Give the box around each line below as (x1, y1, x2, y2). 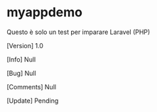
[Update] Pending (6, 96, 59, 105)
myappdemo (6, 4, 83, 21)
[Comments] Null (6, 82, 57, 91)
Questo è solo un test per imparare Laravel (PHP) (6, 28, 151, 36)
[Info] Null (6, 55, 36, 64)
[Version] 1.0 (6, 41, 44, 50)
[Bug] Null (6, 69, 36, 77)
